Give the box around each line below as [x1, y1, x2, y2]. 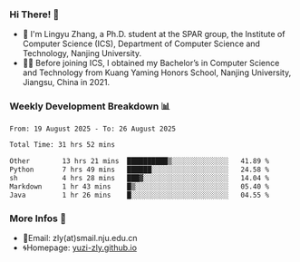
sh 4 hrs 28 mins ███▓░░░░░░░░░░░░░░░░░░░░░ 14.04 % [9, 174, 270, 183]
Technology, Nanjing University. [22, 48, 142, 59]
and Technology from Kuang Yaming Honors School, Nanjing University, [22, 67, 292, 78]
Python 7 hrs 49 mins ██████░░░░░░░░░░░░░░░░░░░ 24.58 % [9, 165, 270, 175]
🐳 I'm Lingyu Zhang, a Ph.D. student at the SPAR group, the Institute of [22, 29, 285, 40]
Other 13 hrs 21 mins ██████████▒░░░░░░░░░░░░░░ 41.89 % [9, 157, 270, 166]
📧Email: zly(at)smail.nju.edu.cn [22, 233, 138, 244]
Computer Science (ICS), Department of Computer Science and [22, 38, 261, 49]
